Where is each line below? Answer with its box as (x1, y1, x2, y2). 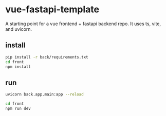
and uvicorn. (5, 26, 32, 32)
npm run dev (5, 106, 31, 111)
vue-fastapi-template (5, 4, 99, 15)
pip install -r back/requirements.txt (5, 54, 88, 60)
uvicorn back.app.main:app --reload (5, 92, 84, 97)
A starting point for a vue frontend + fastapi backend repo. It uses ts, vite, (5, 21, 161, 27)
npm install (5, 64, 31, 69)
